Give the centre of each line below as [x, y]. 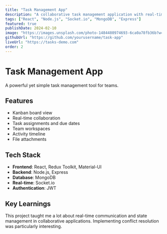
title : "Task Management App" [37, 10]
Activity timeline [29, 134]
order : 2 [14, 47]
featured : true [21, 24]
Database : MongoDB [34, 178]
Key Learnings [28, 204]
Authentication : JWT [34, 188]
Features [19, 101]
